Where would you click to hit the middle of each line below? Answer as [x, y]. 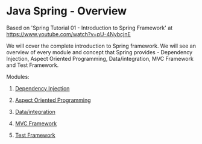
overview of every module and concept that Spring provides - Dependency [99, 52]
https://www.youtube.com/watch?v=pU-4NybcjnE [68, 34]
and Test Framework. [33, 65]
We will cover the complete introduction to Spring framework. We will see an [101, 46]
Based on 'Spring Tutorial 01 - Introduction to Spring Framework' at [90, 28]
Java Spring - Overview [66, 11]
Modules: [18, 77]
